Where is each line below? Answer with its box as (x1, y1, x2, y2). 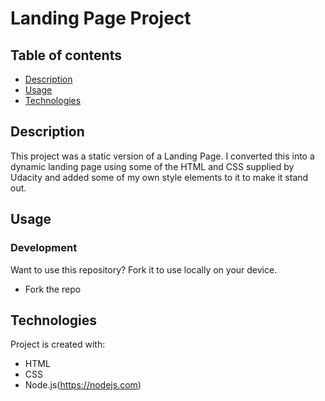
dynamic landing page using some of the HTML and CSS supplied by (10, 160, 295, 172)
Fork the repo (24, 283, 82, 295)
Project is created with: (10, 338, 106, 351)
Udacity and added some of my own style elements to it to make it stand (10, 171, 309, 183)
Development (10, 241, 78, 255)
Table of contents (10, 47, 122, 64)
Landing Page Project (10, 7, 192, 30)
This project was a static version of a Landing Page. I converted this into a (10, 150, 315, 162)
